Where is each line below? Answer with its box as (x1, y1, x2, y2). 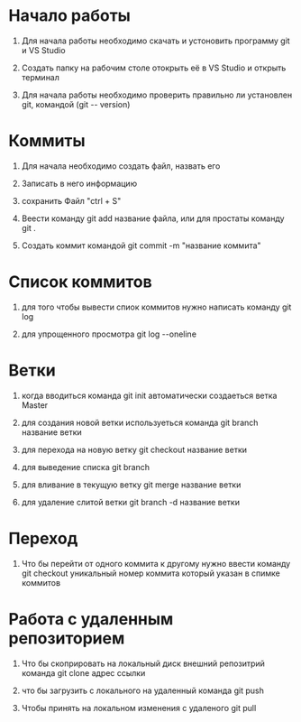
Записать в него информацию (21, 178, 137, 189)
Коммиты (8, 131, 87, 152)
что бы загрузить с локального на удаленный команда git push (21, 685, 265, 696)
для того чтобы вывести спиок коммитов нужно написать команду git (21, 301, 292, 312)
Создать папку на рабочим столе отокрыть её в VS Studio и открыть (21, 62, 287, 73)
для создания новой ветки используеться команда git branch (21, 417, 259, 428)
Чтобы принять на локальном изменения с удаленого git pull (21, 702, 257, 713)
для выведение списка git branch (21, 461, 150, 472)
